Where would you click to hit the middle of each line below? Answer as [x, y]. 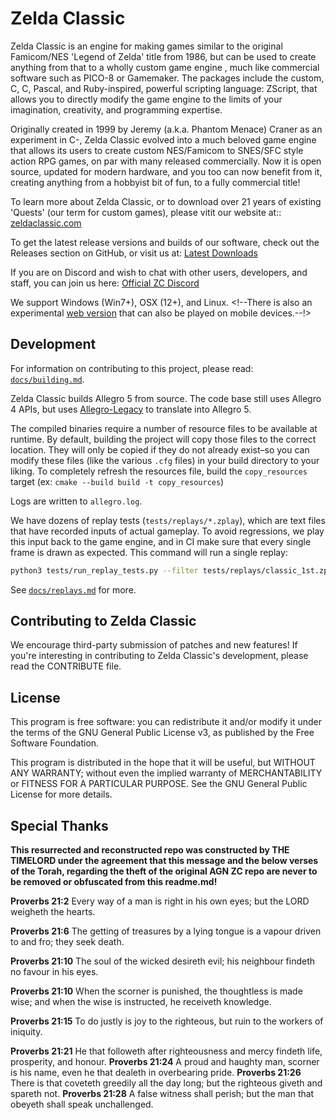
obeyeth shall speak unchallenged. [82, 1104]
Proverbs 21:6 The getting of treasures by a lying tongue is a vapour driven [166, 931]
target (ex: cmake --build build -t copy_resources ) [117, 481]
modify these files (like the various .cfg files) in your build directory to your [165, 460]
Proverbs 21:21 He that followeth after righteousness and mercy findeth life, [166, 1051]
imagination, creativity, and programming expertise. [116, 109]
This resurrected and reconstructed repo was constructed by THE [150, 850]
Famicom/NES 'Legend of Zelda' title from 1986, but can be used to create [163, 56]
